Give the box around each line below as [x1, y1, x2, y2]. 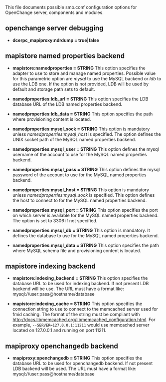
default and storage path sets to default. [12, 86, 95, 92]
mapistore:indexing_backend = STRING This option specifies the [12, 275, 148, 281]
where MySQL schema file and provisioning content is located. [12, 247, 141, 254]
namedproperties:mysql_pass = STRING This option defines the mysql [12, 166, 160, 172]
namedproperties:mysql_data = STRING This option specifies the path [12, 242, 160, 248]
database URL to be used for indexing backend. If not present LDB [12, 281, 149, 287]
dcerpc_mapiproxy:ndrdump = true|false [12, 37, 100, 43]
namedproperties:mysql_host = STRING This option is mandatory [12, 187, 150, 193]
